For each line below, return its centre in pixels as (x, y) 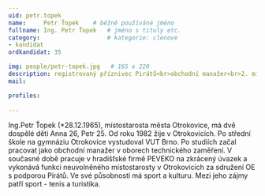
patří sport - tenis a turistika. (54, 184)
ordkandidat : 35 (35, 52)
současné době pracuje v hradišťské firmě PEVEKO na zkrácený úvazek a (128, 159)
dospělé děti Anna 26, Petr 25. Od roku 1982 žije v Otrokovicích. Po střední (129, 134)
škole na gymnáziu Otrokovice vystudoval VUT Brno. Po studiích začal (122, 142)
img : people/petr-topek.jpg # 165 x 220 (79, 67)
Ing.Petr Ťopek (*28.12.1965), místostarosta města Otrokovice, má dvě (122, 125)
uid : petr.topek (35, 15)
